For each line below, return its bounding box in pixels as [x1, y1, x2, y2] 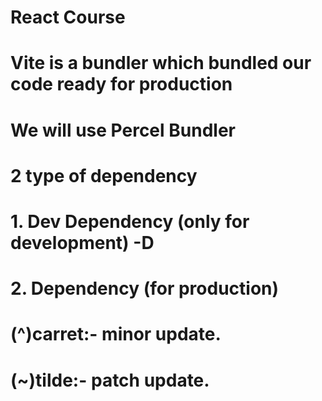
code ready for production [10, 73, 233, 96]
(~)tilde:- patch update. [10, 369, 210, 391]
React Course [10, 6, 126, 29]
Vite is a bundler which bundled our [10, 52, 312, 75]
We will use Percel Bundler [10, 119, 236, 141]
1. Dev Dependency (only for [10, 210, 250, 233]
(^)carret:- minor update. [10, 323, 222, 346]
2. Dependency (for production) [10, 277, 280, 300]
